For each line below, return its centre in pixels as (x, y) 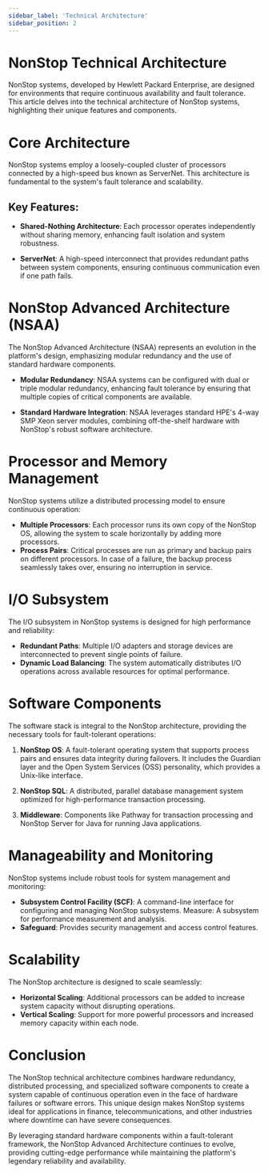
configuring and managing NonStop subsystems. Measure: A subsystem (139, 910)
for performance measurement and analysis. (93, 919)
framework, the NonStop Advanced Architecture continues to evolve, (122, 1144)
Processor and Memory (88, 462)
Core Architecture (69, 143)
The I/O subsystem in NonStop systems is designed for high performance (130, 622)
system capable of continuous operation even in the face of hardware (123, 1094)
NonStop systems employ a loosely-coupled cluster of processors (117, 165)
